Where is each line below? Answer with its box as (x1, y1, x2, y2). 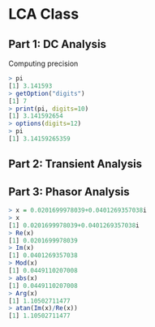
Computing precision (8, 58, 79, 68)
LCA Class (8, 5, 80, 24)
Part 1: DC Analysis (8, 37, 107, 51)
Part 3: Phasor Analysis (8, 184, 130, 199)
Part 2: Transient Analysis (8, 157, 143, 171)
